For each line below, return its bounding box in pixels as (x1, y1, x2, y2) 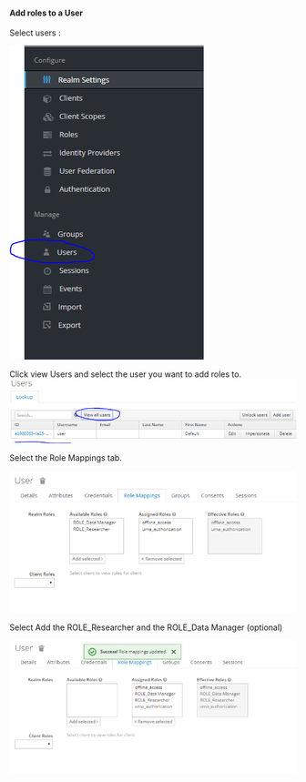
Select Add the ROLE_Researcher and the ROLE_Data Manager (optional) (9, 622, 283, 633)
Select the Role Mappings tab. (9, 452, 123, 463)
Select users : (9, 27, 61, 38)
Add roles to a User (9, 7, 84, 18)
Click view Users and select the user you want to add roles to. (9, 369, 242, 380)
